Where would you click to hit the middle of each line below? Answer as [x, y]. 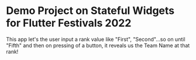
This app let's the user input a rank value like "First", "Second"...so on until [96, 39]
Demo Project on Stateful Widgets [90, 11]
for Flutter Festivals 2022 [69, 23]
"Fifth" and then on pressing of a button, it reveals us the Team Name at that [98, 45]
